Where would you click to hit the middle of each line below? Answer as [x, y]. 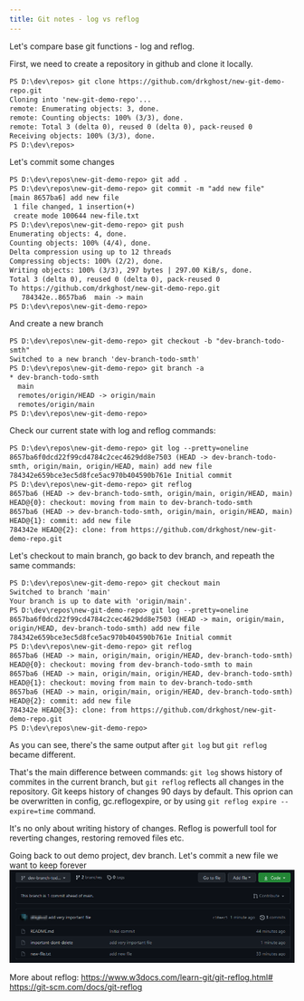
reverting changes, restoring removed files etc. [97, 838]
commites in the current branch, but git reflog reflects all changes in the [147, 782]
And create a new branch [57, 323]
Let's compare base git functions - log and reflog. [102, 46]
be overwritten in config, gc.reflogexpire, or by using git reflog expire [143, 801]
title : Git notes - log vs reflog [75, 19]
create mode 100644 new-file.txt [76, 216]
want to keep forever [48, 865]
